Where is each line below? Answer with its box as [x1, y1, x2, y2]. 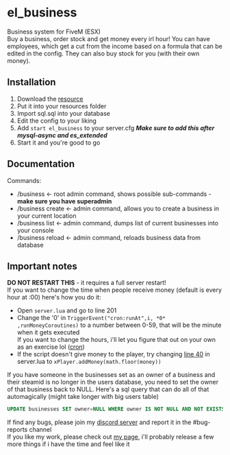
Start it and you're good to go [16, 138, 101, 147]
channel [29, 426, 52, 434]
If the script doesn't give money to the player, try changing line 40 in [16, 350, 210, 358]
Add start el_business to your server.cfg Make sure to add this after [16, 123, 215, 132]
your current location [16, 211, 77, 220]
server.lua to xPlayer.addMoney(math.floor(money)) [16, 358, 162, 366]
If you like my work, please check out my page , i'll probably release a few [7, 433, 214, 441]
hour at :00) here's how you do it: [7, 293, 101, 302]
